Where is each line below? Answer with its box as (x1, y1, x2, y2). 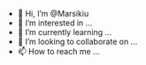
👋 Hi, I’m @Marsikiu (17, 9, 89, 18)
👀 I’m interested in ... (17, 18, 93, 28)
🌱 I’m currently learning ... (17, 27, 112, 37)
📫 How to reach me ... (17, 47, 100, 56)
